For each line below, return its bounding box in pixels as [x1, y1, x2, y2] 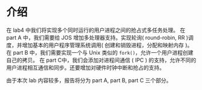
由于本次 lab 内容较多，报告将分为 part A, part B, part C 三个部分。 [6, 76, 172, 84]
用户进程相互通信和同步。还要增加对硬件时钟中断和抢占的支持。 [6, 64, 165, 71]
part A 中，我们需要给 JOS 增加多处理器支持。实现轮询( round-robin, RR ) [6, 34, 189, 41]
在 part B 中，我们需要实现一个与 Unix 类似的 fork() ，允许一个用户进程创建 [6, 49, 194, 56]
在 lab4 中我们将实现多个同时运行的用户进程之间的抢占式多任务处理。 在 [6, 26, 186, 34]
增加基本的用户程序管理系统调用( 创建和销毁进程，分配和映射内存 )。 [22, 41, 193, 49]
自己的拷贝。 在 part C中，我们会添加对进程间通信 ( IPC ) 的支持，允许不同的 [6, 56, 197, 64]
